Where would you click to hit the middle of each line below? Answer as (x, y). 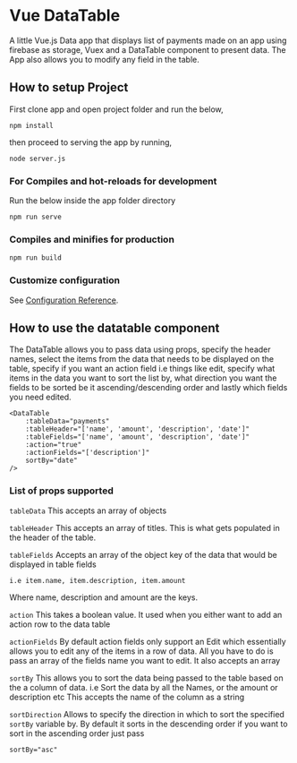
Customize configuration (65, 280)
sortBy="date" (51, 461)
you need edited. (40, 397)
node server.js (38, 159)
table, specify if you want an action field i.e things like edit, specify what (142, 369)
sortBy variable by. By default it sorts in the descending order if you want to (148, 724)
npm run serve (36, 217)
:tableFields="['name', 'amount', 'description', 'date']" (138, 437)
